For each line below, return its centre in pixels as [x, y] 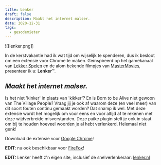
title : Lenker [19, 9]
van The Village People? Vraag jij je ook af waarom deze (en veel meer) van [81, 103]
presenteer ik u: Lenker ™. [30, 71]
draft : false [18, 14]
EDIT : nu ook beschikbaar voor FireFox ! [45, 148]
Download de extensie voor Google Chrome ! [49, 138]
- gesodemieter [25, 32]
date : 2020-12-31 [23, 23]
